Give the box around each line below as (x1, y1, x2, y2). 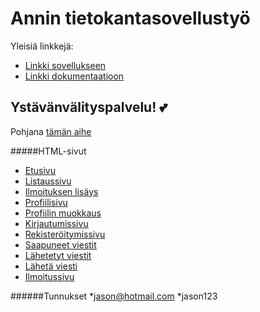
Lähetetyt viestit (24, 249, 92, 261)
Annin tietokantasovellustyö (10, 7, 251, 30)
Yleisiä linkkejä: (10, 40, 74, 52)
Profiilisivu (24, 196, 68, 208)
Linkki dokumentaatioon (24, 70, 125, 82)
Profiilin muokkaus (24, 207, 102, 219)
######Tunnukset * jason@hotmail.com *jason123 (10, 290, 218, 302)
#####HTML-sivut (10, 145, 87, 157)
